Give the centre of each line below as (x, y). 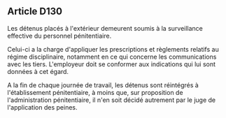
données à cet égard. (38, 71)
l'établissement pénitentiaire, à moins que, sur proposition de (95, 92)
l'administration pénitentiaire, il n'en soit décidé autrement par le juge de (112, 100)
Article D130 (35, 12)
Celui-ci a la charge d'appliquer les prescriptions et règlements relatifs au (113, 49)
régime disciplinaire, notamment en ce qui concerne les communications (112, 57)
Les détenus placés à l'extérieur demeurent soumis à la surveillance (105, 28)
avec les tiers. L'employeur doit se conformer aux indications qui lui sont (111, 64)
